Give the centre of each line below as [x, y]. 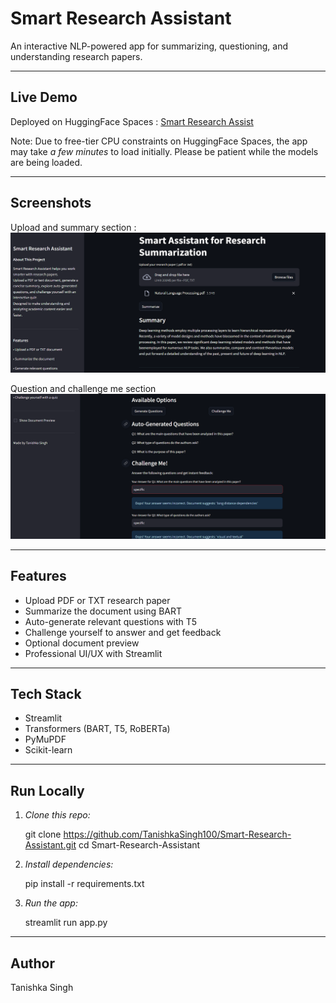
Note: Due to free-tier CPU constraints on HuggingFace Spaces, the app [159, 141]
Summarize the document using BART [103, 611]
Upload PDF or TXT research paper [97, 600]
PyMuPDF [45, 739]
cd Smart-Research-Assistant [139, 845]
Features [38, 576]
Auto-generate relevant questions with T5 [111, 621]
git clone [43, 834]
